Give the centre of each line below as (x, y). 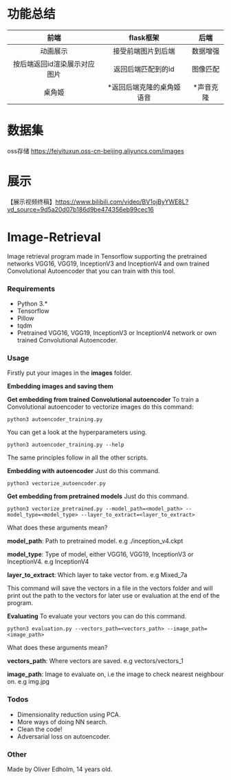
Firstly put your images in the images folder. (70, 373)
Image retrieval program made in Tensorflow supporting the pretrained (107, 256)
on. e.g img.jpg (29, 682)
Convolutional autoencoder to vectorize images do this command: (100, 407)
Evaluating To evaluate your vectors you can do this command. (97, 616)
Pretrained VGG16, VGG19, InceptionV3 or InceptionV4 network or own (117, 333)
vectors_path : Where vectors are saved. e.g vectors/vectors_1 (95, 661)
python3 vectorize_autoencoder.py (57, 484)
